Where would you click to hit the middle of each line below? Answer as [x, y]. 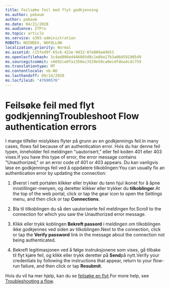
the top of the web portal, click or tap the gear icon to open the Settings [87, 194]
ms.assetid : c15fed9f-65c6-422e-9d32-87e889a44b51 [60, 52]
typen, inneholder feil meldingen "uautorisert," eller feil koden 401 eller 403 [84, 152]
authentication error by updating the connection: [56, 173]
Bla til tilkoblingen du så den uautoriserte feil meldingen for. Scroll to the [87, 209]
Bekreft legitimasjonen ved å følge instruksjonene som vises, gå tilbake [87, 250]
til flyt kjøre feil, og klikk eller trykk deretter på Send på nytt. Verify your [86, 255]
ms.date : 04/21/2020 [27, 24]
